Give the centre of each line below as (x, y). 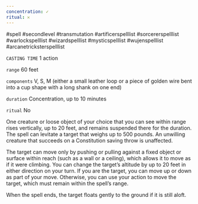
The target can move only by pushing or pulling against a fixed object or (94, 152)
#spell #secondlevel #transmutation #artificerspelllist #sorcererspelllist (92, 34)
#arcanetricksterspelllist (35, 46)
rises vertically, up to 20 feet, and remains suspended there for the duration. (99, 128)
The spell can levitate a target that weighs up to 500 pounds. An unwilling (96, 134)
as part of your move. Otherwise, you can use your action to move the (91, 177)
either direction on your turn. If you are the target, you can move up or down (99, 171)
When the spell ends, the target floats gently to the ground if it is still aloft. (96, 195)
